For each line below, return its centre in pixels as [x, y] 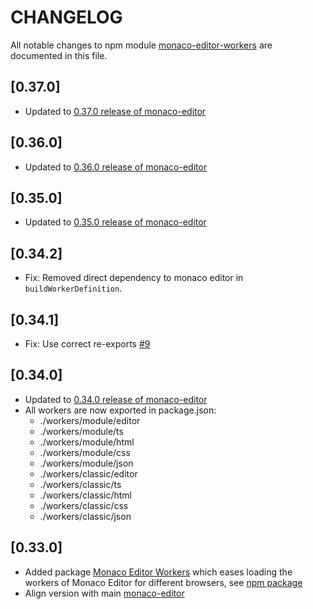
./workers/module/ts [81, 431]
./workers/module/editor [90, 420]
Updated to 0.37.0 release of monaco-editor [115, 111]
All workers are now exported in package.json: [120, 410]
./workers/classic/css [84, 505]
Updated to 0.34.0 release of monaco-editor [116, 399]
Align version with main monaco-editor [104, 593]
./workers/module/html [87, 442]
